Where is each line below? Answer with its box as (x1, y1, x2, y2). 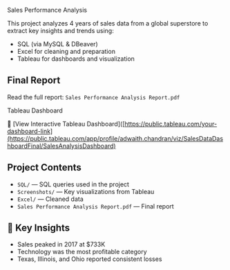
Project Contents (7, 162, 82, 173)
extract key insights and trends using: (7, 27, 114, 35)
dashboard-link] (7, 127, 53, 135)
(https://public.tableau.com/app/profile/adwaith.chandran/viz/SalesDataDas (7, 134, 223, 142)
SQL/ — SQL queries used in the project (17, 180, 130, 189)
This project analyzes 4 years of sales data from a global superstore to (7, 19, 209, 27)
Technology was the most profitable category (17, 248, 147, 256)
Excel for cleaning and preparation (17, 48, 116, 55)
